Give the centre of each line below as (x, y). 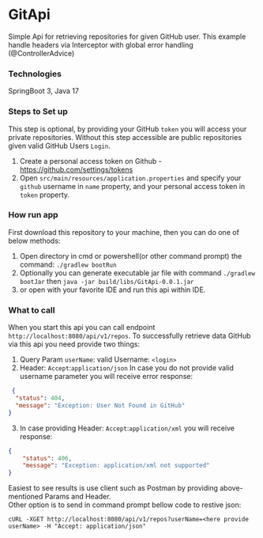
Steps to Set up (38, 112)
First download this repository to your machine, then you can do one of (124, 232)
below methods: (34, 241)
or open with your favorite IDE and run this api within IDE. (113, 290)
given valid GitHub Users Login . (59, 146)
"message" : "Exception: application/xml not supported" (116, 466)
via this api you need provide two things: (74, 344)
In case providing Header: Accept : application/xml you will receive (127, 428)
